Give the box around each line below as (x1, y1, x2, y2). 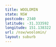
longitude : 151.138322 (5, 25, 51, 30)
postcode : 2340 (5, 16, 36, 21)
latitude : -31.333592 (5, 21, 49, 26)
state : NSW (5, 12, 27, 17)
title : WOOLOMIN (5, 7, 38, 12)
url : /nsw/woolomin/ (5, 30, 47, 35)
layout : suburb (5, 35, 36, 40)
